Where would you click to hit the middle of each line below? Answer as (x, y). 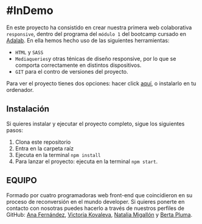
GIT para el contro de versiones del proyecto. (72, 71)
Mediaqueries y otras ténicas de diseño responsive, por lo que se (96, 58)
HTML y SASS (29, 52)
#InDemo (30, 11)
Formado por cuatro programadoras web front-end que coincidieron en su (99, 195)
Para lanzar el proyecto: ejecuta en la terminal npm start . (86, 161)
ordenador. (20, 89)
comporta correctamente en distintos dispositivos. (78, 65)
